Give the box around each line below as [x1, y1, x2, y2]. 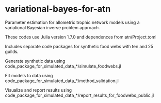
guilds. [5, 49, 18, 54]
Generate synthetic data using [5, 58, 65, 64]
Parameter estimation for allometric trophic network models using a [5, 19, 140, 25]
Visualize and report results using [5, 87, 72, 93]
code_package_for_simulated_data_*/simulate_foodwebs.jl [5, 63, 121, 69]
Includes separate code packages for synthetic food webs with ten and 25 [5, 43, 154, 49]
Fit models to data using [5, 72, 53, 78]
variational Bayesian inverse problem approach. [5, 24, 100, 30]
